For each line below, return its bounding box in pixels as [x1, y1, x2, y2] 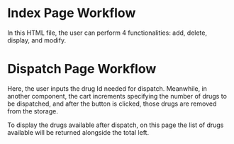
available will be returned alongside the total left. [7, 128, 150, 136]
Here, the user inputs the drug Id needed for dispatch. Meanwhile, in [7, 84, 208, 93]
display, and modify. [7, 35, 66, 44]
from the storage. [7, 106, 58, 115]
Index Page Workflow [7, 5, 136, 21]
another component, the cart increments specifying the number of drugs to [7, 92, 227, 100]
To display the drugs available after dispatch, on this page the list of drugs [7, 121, 224, 129]
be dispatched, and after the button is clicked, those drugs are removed [7, 99, 217, 108]
